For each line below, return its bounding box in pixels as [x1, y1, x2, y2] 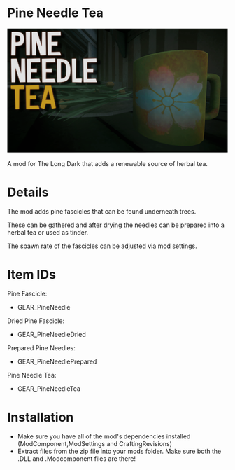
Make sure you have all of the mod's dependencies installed [17, 432, 191, 441]
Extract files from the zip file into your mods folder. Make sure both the [17, 447, 222, 456]
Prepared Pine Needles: [7, 344, 76, 352]
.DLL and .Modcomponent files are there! [17, 455, 136, 463]
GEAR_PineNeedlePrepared [17, 357, 97, 366]
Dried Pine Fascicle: [7, 317, 65, 325]
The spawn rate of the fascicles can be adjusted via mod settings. [7, 242, 197, 250]
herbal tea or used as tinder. [7, 228, 89, 237]
